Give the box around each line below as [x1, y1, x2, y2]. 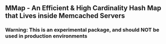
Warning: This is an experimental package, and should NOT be [5, 27, 160, 34]
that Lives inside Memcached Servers [5, 12, 125, 20]
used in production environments [5, 33, 88, 40]
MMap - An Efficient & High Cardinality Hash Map [5, 4, 162, 12]
